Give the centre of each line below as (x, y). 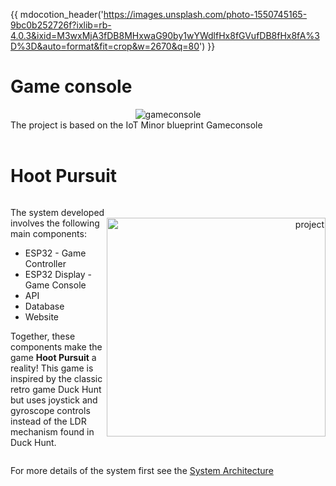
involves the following (55, 223)
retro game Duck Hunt (56, 389)
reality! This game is (52, 368)
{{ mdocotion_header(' (57, 14)
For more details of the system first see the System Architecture (142, 470)
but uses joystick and (54, 400)
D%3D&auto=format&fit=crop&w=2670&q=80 (105, 46)
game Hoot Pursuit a (53, 357)
